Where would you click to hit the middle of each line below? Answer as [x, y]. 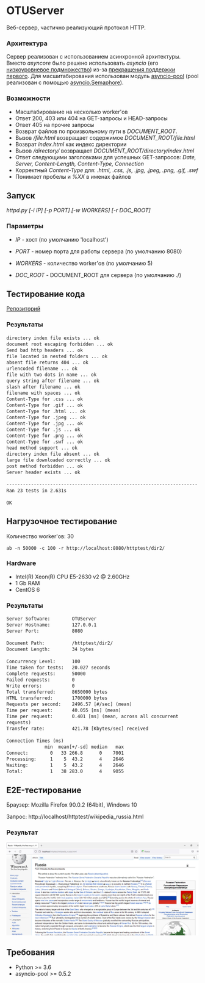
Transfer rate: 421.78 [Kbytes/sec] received [77, 729]
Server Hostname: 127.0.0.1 [52, 625]
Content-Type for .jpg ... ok [45, 423]
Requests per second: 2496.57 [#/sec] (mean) [69, 704]
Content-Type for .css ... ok [45, 399]
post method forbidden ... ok [45, 466]
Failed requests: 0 [41, 680]
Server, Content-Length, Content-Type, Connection [80, 164]
